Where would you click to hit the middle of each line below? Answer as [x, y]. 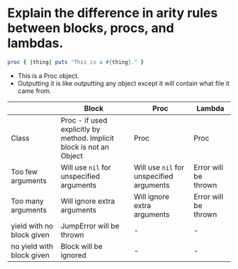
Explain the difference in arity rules [113, 13]
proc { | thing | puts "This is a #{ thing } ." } [75, 62]
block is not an [85, 147]
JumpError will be [90, 226]
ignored [73, 255]
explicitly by [80, 129]
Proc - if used [84, 120]
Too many [27, 201]
